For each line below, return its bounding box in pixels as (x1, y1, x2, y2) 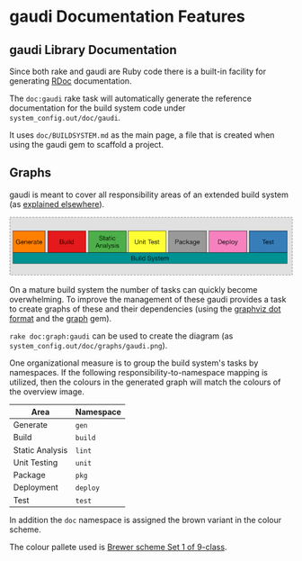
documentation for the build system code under (9, 103, 186, 113)
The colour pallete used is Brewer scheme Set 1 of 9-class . (9, 542, 227, 553)
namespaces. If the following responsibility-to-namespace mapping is (9, 367, 268, 378)
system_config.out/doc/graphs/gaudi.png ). (9, 340, 168, 351)
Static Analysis (13, 444, 68, 456)
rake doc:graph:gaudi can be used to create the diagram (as (9, 330, 234, 341)
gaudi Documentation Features (9, 6, 245, 27)
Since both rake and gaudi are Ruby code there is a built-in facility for (9, 66, 267, 77)
